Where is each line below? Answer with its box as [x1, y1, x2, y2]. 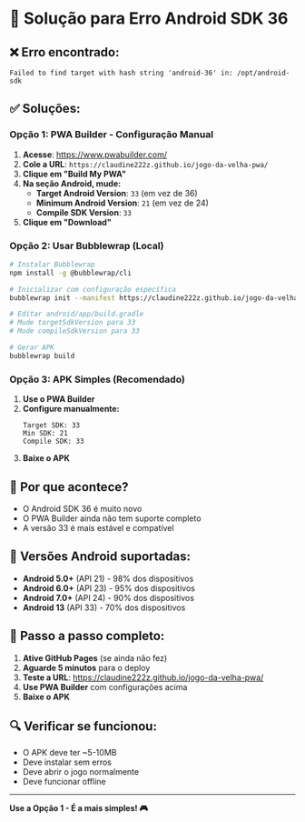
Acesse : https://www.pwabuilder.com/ [22, 149, 168, 160]
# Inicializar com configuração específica [9, 285, 177, 294]
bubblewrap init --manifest [9, 293, 116, 303]
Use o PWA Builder [22, 394, 95, 405]
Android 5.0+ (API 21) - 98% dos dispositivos [22, 573, 194, 584]
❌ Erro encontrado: [9, 45, 120, 60]
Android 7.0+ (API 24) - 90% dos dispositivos [22, 592, 195, 603]
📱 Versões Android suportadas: [9, 549, 192, 565]
